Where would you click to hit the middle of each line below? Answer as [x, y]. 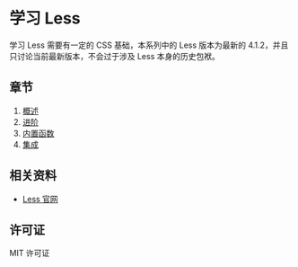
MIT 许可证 [30, 254]
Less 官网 [40, 199]
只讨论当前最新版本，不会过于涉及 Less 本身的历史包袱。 [114, 56]
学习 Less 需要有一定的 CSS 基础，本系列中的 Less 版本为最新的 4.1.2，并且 [149, 45]
